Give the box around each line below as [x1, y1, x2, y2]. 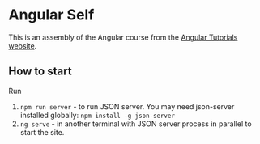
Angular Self [8, 6, 95, 24]
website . [8, 40, 37, 50]
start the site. [19, 127, 65, 137]
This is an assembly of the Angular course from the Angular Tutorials [8, 32, 238, 42]
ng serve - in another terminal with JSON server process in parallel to [19, 119, 253, 129]
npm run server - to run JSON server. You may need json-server [19, 101, 235, 111]
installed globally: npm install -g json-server [19, 110, 176, 120]
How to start [8, 65, 72, 78]
